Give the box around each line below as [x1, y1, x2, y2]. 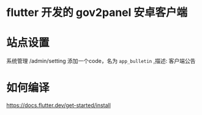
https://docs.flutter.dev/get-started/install [6, 102, 111, 109]
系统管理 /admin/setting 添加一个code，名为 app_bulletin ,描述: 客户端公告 [6, 57, 196, 65]
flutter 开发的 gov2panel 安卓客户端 [6, 6, 188, 20]
